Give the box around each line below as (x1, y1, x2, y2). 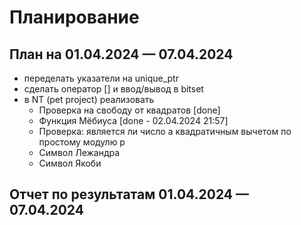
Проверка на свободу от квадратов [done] (38, 104, 221, 116)
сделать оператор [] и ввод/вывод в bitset (23, 83, 204, 95)
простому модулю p (38, 136, 126, 148)
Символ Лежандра (38, 147, 121, 158)
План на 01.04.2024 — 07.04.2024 (9, 46, 234, 63)
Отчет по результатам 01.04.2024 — (9, 186, 250, 203)
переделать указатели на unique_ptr (23, 72, 179, 84)
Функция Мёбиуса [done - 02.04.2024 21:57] (38, 115, 229, 126)
